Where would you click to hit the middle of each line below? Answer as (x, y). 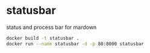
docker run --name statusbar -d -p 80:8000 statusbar (75, 44)
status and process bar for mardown (52, 27)
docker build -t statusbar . (43, 38)
